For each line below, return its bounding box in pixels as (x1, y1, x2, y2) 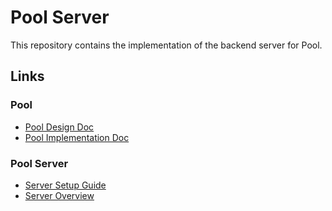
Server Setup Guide (24, 179, 107, 191)
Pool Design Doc (24, 121, 95, 133)
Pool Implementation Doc (24, 131, 130, 143)
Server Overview (24, 189, 95, 201)
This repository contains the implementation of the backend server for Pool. (10, 39, 323, 51)
